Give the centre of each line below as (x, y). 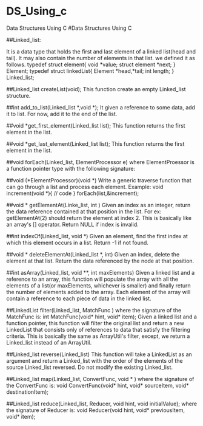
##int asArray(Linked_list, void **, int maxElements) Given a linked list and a (101, 272)
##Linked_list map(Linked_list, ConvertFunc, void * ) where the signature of (100, 379)
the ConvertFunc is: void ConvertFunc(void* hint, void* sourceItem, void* (98, 385)
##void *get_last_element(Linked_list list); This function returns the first (95, 143)
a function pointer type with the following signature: (71, 168)
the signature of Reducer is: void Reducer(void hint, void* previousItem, (96, 410)
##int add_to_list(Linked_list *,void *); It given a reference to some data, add (101, 107)
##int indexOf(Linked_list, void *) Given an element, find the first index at (97, 236)
